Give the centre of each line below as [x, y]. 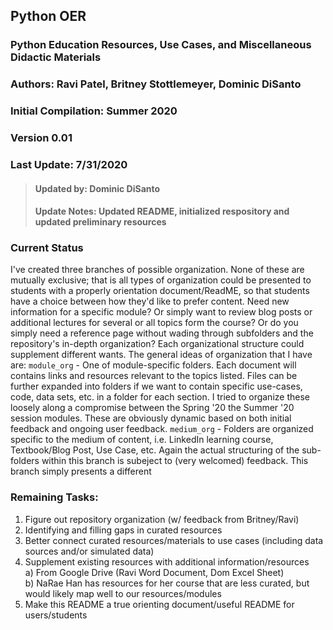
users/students [56, 615]
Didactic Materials [56, 57]
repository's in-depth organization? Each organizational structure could [157, 344]
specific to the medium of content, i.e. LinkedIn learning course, [142, 440]
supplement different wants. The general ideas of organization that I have [161, 355]
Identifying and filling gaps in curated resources [123, 530]
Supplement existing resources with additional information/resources [167, 561]
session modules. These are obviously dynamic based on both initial [151, 418]
